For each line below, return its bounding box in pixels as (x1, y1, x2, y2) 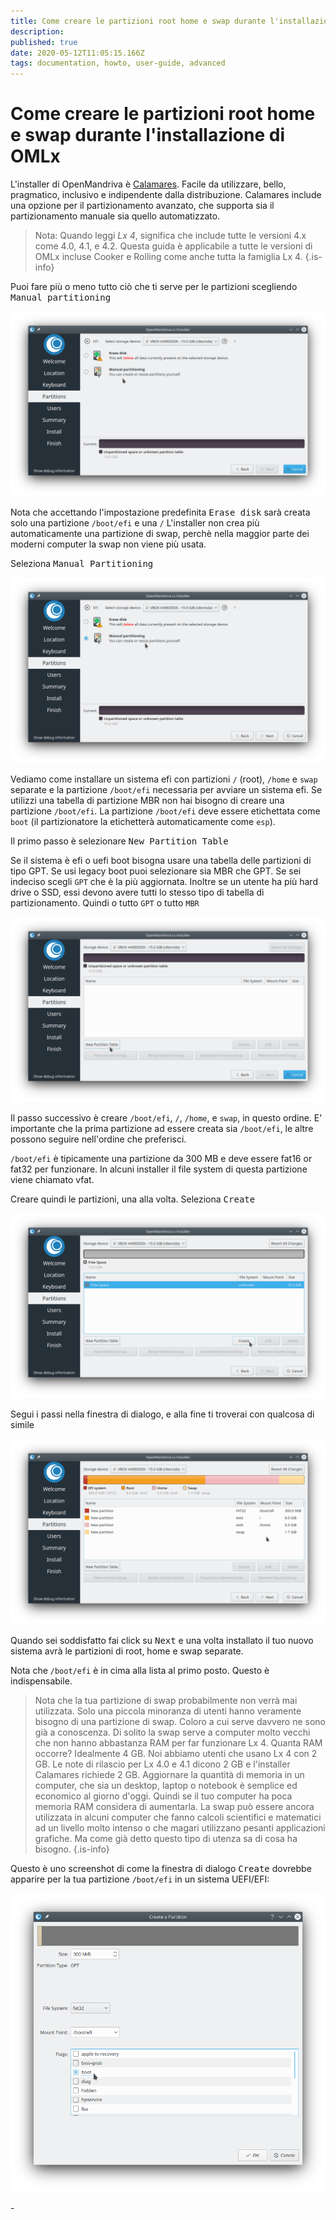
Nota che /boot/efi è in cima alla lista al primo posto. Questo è (10, 1664, 270, 1676)
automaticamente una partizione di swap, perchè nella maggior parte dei (10, 528, 310, 540)
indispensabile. (10, 1675, 73, 1687)
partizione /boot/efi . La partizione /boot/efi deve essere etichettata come (10, 805, 321, 817)
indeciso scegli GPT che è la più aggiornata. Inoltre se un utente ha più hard (10, 875, 318, 887)
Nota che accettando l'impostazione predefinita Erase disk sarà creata (10, 506, 311, 519)
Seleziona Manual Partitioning (10, 558, 154, 570)
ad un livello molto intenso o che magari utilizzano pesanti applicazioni (34, 1821, 326, 1834)
